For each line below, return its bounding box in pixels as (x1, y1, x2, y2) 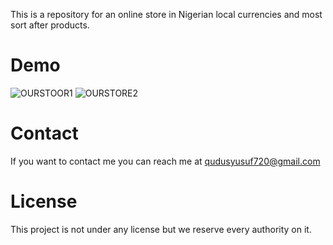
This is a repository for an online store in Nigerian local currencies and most (10, 9, 323, 20)
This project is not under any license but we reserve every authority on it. (10, 223, 312, 235)
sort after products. (10, 19, 90, 31)
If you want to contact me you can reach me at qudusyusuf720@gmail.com (10, 155, 321, 167)
